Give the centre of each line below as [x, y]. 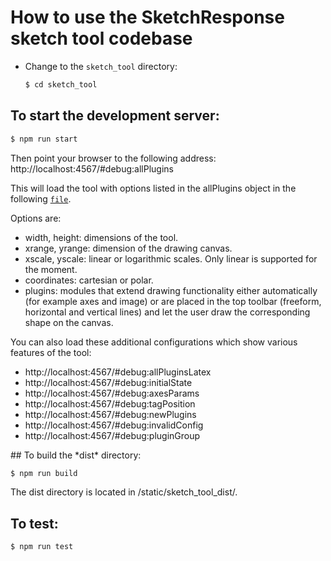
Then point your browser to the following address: [113, 158]
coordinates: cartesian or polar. [89, 280]
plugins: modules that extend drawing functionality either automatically [171, 290]
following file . [41, 198]
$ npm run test [42, 547]
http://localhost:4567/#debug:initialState [108, 382]
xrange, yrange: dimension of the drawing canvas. [128, 248]
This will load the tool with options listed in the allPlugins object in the [153, 188]
